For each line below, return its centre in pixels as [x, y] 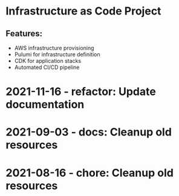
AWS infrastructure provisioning [54, 48]
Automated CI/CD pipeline [47, 67]
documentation [45, 105]
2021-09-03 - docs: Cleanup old [89, 132]
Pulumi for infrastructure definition [57, 54]
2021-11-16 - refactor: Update [81, 92]
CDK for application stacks [48, 61]
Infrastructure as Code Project [83, 11]
